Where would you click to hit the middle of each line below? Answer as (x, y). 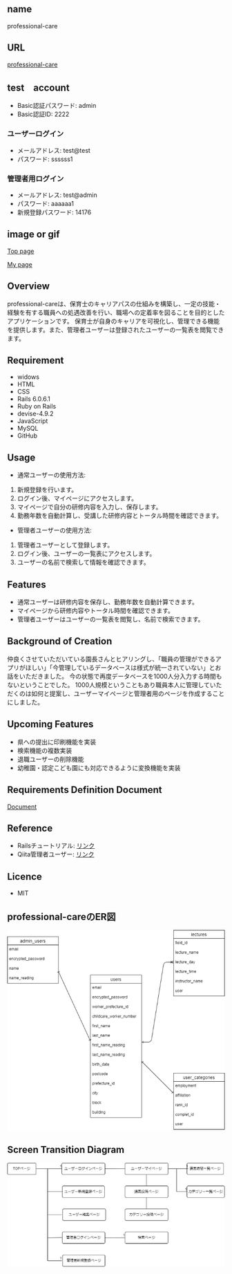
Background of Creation (60, 641)
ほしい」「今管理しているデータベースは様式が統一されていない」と (120, 667)
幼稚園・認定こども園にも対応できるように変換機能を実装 (99, 767)
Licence (25, 876)
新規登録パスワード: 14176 (54, 212)
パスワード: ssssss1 (45, 159)
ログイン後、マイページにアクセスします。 (77, 498)
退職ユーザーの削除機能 (50, 759)
